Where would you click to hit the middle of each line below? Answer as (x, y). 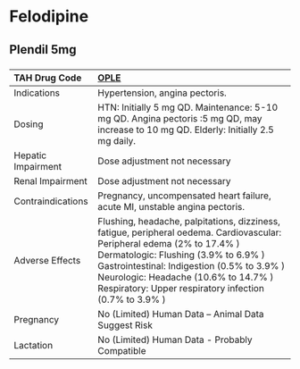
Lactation (33, 345)
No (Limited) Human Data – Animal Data (181, 314)
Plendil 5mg (43, 50)
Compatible (122, 350)
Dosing (29, 124)
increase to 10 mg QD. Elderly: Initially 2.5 (186, 130)
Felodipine (49, 17)
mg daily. (117, 140)
